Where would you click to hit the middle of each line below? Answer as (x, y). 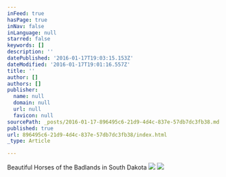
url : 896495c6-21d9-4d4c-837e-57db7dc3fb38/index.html (87, 134)
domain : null (32, 103)
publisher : (23, 90)
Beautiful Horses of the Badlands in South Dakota (77, 167)
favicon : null (33, 115)
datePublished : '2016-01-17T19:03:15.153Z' (70, 58)
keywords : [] (26, 45)
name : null (29, 97)
